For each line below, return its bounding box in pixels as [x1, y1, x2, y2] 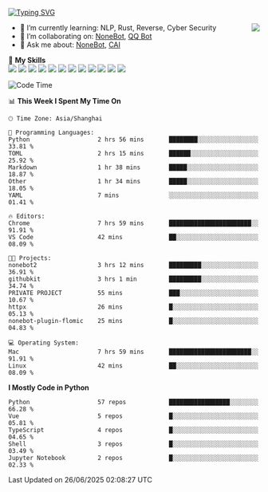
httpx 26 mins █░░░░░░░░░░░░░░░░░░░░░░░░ [8, 303, 259, 311]
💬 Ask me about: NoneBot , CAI [19, 40, 121, 49]
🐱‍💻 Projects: [8, 254, 52, 262]
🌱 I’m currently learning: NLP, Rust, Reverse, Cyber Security [19, 23, 217, 32]
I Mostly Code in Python [8, 383, 89, 392]
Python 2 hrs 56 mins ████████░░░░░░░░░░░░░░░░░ [8, 136, 259, 144]
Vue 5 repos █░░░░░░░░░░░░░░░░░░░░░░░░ [8, 412, 259, 420]
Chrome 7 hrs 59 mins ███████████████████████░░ [8, 219, 259, 227]
